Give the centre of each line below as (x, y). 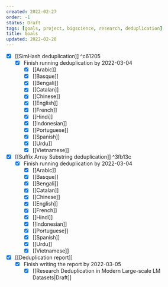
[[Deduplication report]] (43, 257)
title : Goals (22, 34)
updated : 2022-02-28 (32, 39)
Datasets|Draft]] (52, 277)
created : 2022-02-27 (32, 12)
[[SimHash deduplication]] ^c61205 (57, 56)
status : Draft (24, 23)
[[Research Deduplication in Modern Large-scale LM (96, 271)
